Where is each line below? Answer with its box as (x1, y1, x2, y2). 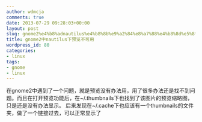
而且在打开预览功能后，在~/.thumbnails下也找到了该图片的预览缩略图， (16, 94, 194, 102)
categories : (6, 48, 36, 54)
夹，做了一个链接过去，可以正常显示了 (6, 109, 101, 117)
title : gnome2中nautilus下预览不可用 (6, 36, 94, 42)
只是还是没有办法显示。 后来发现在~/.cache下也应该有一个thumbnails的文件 (6, 102, 194, 109)
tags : (6, 59, 20, 65)
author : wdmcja (6, 8, 44, 15)
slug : (6, 31, 20, 37)
